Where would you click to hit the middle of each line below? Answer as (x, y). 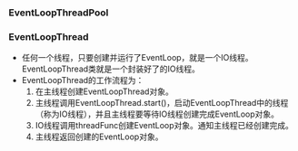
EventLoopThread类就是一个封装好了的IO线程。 (111, 69)
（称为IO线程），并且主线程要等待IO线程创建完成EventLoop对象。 (157, 114)
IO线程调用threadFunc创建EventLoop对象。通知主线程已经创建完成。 (164, 126)
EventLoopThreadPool (59, 13)
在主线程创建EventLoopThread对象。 (104, 91)
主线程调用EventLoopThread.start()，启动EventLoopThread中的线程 (162, 103)
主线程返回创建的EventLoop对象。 (99, 137)
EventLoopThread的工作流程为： (83, 80)
